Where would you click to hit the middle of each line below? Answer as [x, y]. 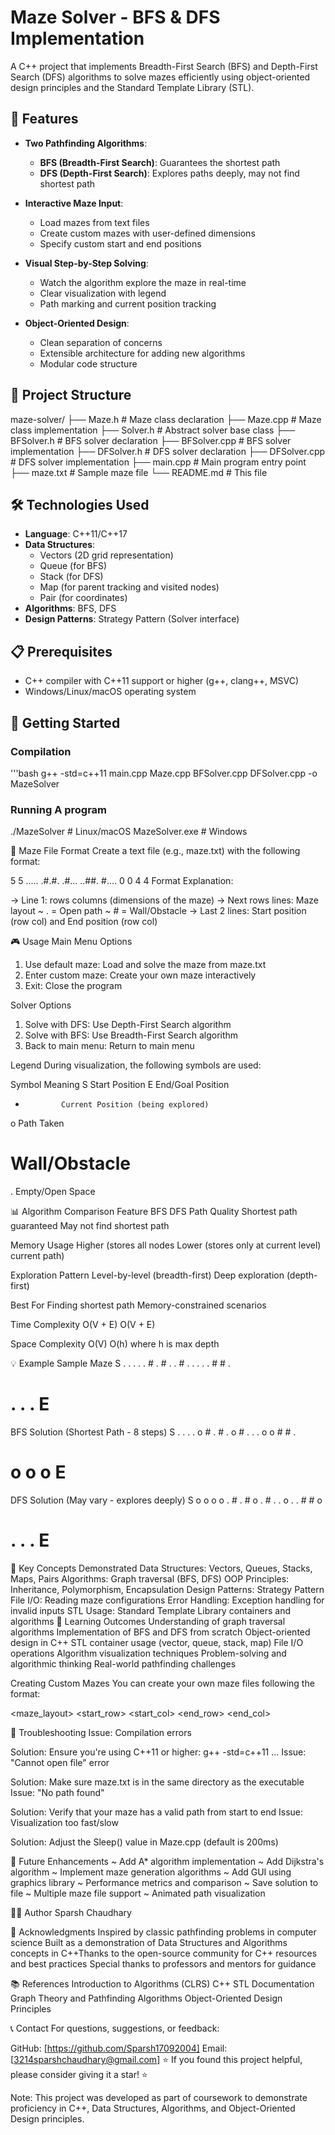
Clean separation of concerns [101, 342]
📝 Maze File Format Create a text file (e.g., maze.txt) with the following [155, 851]
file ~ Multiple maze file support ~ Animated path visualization [138, 1893]
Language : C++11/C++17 [76, 534]
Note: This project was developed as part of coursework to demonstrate [159, 2097]
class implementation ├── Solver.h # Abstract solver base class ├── [153, 430]
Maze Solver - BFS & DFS [115, 17]
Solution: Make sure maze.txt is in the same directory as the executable [157, 1782]
